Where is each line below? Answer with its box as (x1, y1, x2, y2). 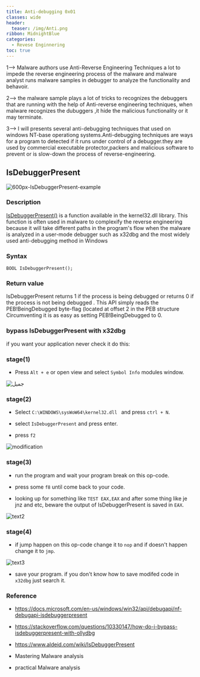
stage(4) (6, 527, 32, 536)
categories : (6, 36, 36, 42)
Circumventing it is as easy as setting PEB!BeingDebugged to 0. (6, 312, 162, 319)
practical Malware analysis (14, 664, 80, 671)
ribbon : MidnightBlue (6, 31, 60, 37)
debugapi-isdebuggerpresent (14, 611, 87, 619)
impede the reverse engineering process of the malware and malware (6, 70, 177, 77)
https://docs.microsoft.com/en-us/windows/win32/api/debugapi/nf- (14, 605, 182, 613)
